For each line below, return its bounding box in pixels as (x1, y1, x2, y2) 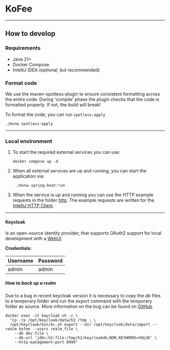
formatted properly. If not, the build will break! (5, 102, 101, 108)
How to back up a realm (5, 280, 57, 286)
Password (38, 257, 63, 265)
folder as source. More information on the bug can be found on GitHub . (5, 303, 154, 310)
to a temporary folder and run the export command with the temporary (5, 298, 152, 304)
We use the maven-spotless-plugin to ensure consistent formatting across (5, 91, 160, 97)
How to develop (5, 29, 56, 38)
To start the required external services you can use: (12, 149, 120, 155)
